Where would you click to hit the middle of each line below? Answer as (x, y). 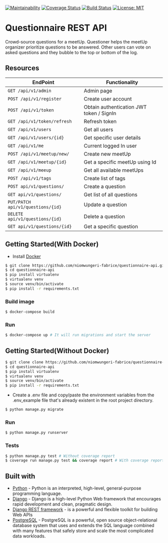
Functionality (122, 82)
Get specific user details (112, 138)
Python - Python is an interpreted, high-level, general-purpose (77, 488)
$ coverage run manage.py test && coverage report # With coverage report (85, 460)
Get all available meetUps (114, 170)
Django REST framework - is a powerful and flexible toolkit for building (85, 509)
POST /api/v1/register (34, 99)
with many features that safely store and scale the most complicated (83, 531)
